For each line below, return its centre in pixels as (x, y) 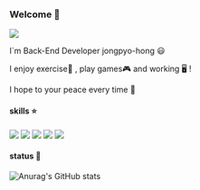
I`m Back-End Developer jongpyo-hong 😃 (87, 51)
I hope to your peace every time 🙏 (72, 90)
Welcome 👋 (35, 14)
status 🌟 (25, 156)
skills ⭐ (24, 111)
